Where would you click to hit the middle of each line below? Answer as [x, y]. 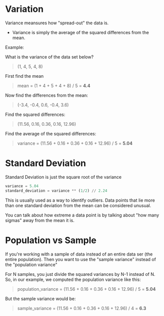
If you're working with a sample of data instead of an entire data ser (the [79, 254]
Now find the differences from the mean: [47, 95]
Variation [24, 9]
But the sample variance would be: [40, 299]
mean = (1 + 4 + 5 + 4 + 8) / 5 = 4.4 [54, 86]
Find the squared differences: [35, 114]
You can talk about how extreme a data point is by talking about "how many [82, 215]
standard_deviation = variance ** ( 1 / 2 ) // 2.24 [56, 191]
